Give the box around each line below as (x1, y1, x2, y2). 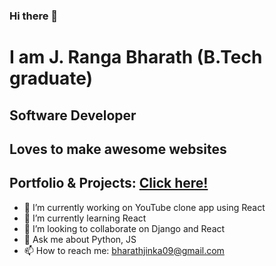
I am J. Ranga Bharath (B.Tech (9, 46, 263, 69)
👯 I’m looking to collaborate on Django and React (23, 222, 226, 234)
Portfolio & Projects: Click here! (9, 175, 209, 192)
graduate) (9, 67, 94, 90)
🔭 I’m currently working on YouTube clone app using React (23, 201, 266, 213)
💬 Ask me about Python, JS (23, 233, 137, 245)
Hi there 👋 (9, 9, 59, 23)
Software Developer (9, 107, 137, 124)
